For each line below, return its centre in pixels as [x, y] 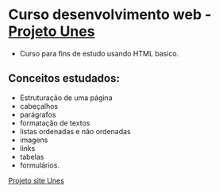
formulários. [39, 165]
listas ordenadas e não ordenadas [75, 131]
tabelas [32, 156]
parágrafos [38, 114]
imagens [34, 140]
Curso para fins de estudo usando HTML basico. [99, 53]
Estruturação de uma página [66, 98]
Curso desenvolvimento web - [110, 15]
